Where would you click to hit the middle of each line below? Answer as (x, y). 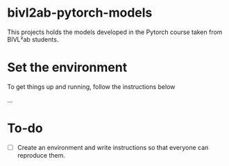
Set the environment (67, 68)
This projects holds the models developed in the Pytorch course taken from (115, 32)
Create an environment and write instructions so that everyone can (113, 147)
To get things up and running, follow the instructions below (91, 86)
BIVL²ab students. (33, 39)
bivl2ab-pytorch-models (80, 13)
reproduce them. (41, 155)
